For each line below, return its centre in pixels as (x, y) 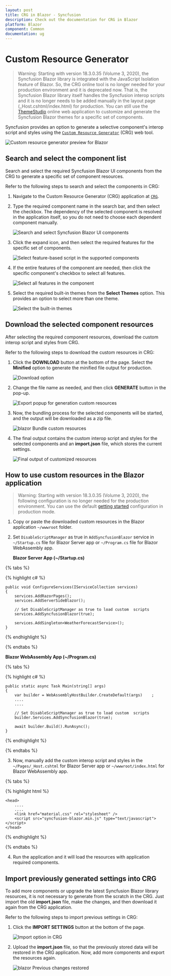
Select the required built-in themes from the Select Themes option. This (89, 293)
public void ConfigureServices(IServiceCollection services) (72, 587)
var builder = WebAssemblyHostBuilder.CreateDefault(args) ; (84, 695)
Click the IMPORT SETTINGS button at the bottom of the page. (79, 927)
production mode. (36, 512)
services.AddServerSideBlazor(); (50, 601)
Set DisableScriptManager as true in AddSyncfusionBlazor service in (83, 537)
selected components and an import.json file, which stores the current (87, 444)
